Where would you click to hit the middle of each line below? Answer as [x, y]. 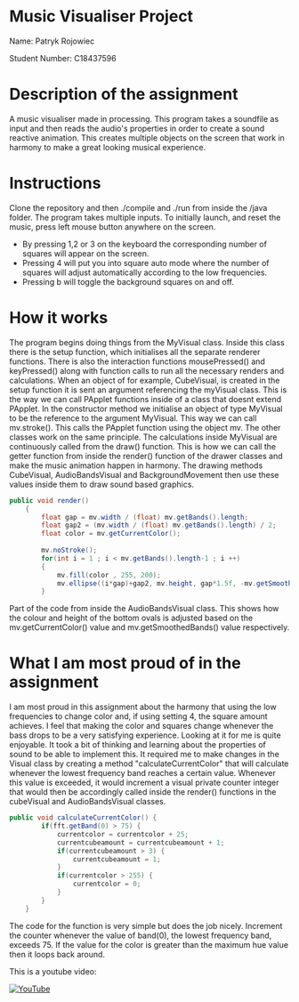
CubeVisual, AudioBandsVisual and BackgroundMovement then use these [144, 474]
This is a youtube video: [53, 971]
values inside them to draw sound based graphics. [101, 484]
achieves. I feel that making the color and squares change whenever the [141, 726]
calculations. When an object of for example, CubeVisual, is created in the [145, 380]
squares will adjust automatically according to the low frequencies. [145, 272]
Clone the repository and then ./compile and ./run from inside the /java [138, 207]
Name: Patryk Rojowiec [52, 41]
